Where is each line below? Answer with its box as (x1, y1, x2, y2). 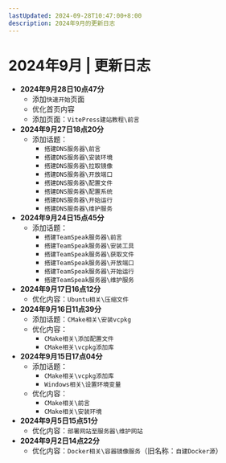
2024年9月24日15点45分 (19, 213, 105, 223)
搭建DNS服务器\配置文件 (43, 179, 113, 187)
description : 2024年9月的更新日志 (8, 19, 116, 27)
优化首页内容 (31, 104, 75, 114)
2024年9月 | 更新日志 (8, 56, 151, 75)
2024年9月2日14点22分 (19, 436, 101, 446)
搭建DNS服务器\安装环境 (43, 154, 113, 162)
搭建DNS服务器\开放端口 (43, 170, 113, 179)
